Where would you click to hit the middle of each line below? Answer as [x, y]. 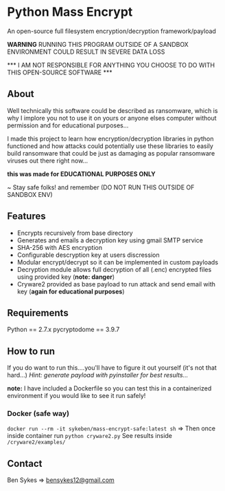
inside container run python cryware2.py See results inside [90, 436]
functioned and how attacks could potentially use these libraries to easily [110, 146]
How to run [31, 351]
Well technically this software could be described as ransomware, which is [113, 110]
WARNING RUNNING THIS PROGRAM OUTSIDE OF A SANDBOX [98, 44]
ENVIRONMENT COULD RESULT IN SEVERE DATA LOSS [86, 52]
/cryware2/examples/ [37, 442]
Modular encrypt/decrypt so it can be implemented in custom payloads [117, 262]
